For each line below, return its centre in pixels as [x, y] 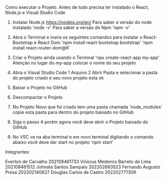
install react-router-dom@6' [41, 48]
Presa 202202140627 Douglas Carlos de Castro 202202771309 [71, 172]
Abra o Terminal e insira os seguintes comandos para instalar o [77, 37]
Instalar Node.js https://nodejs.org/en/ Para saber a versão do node [82, 22]
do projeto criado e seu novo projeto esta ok [58, 78]
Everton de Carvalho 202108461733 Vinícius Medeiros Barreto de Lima [78, 161]
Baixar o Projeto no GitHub [40, 87]
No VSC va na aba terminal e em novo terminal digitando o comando [83, 137]
